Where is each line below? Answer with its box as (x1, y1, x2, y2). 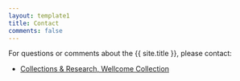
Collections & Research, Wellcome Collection (19, 64, 170, 74)
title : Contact (8, 19, 60, 27)
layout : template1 (8, 11, 70, 20)
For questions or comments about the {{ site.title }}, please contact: (8, 49, 232, 59)
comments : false (8, 26, 63, 34)
